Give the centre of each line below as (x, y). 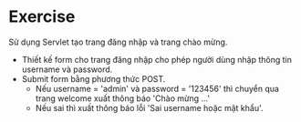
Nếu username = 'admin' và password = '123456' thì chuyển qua (157, 88)
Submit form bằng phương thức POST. (93, 78)
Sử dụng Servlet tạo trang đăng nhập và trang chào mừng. (118, 42)
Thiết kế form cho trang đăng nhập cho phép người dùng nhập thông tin (157, 59)
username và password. (67, 69)
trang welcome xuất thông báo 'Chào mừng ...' (123, 98)
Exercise (42, 17)
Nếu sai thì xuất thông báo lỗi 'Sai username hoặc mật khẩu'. (149, 107)
